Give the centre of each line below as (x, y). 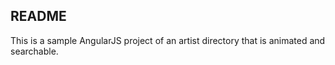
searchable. (34, 51)
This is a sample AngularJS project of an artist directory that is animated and (168, 40)
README (38, 16)
